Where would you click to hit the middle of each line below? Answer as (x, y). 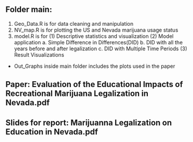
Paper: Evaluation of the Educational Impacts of (94, 84)
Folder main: (29, 10)
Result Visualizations (39, 54)
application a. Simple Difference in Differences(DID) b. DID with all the (98, 42)
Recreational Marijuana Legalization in (77, 94)
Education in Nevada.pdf (52, 132)
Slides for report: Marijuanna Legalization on (89, 122)
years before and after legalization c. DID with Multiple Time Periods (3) (100, 49)
